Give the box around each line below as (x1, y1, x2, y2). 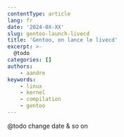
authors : (7, 63, 33, 70)
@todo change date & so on (7, 121, 88, 130)
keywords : (7, 76, 37, 83)
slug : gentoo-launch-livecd (7, 30, 90, 37)
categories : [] (7, 56, 52, 64)
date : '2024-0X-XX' (7, 23, 65, 30)
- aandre (20, 69, 46, 76)
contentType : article (7, 10, 71, 18)
